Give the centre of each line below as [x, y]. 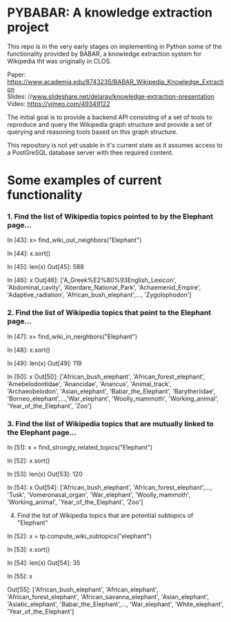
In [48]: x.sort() [29, 350]
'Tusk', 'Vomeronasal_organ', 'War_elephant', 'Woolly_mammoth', [99, 495]
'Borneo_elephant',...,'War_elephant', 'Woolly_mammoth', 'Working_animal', [113, 399]
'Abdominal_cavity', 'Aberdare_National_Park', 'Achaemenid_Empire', [104, 288]
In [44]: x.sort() [29, 254]
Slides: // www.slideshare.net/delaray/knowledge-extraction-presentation [111, 96]
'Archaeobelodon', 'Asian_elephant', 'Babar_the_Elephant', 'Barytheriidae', [111, 391]
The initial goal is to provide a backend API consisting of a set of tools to [110, 117]
